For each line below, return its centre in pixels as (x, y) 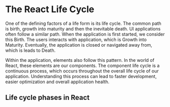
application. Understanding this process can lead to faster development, (81, 76)
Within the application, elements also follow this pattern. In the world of (80, 60)
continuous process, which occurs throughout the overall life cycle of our (82, 71)
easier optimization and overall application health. (57, 82)
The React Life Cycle (50, 9)
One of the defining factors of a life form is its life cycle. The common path (83, 23)
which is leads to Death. (31, 50)
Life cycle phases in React (48, 98)
